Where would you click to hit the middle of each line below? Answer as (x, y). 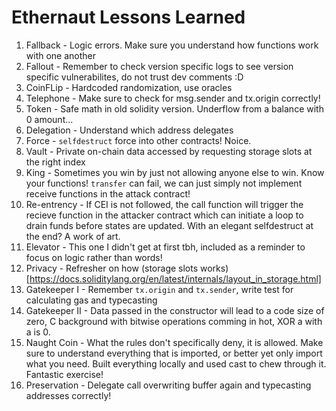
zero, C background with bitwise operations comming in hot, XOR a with (174, 321)
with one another (61, 55)
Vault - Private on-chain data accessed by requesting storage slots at (169, 151)
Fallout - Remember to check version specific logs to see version (159, 66)
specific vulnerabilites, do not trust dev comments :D (134, 77)
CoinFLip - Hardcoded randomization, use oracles (129, 87)
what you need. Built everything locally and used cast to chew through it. (176, 363)
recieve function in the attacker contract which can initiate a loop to (164, 215)
